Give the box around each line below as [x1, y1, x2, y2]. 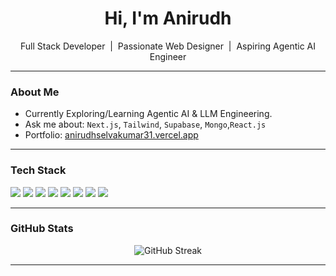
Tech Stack [10, 163, 67, 177]
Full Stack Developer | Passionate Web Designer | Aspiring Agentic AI [20, 40, 316, 52]
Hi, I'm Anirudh [104, 7, 232, 30]
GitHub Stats [10, 222, 74, 236]
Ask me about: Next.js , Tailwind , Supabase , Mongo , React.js [24, 118, 267, 131]
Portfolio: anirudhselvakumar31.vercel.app [24, 129, 199, 141]
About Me [10, 85, 60, 99]
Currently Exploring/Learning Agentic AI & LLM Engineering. [24, 108, 273, 120]
